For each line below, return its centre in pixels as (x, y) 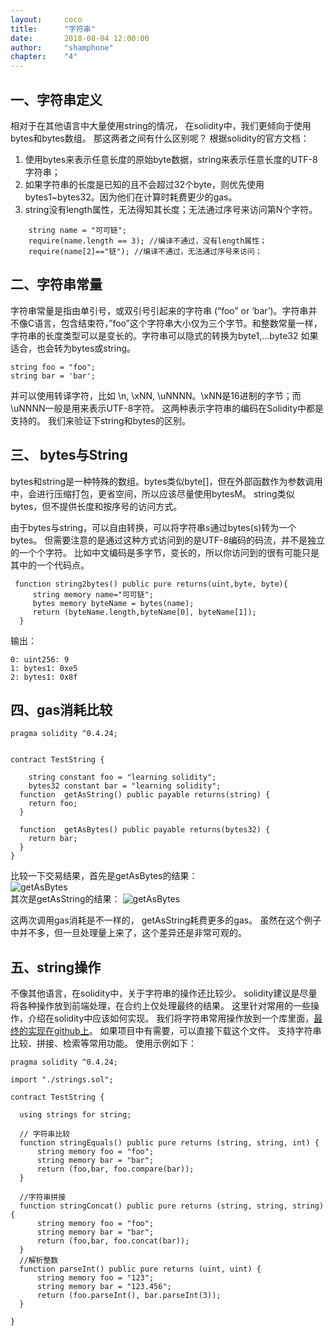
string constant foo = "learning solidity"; (122, 777)
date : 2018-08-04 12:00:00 (80, 38)
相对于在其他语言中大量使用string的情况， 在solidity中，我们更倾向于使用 (161, 125)
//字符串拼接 (43, 1197)
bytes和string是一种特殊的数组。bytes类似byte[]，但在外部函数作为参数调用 (166, 481)
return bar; (53, 839)
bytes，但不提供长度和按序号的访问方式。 (96, 506)
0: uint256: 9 (40, 659)
